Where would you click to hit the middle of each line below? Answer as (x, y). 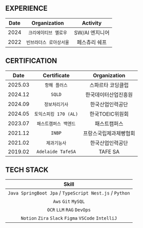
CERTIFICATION (31, 61)
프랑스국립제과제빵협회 (109, 133)
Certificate (56, 75)
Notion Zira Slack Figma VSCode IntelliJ (69, 218)
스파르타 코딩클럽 (109, 85)
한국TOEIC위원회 (109, 114)
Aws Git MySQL (69, 202)
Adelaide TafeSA (56, 152)
